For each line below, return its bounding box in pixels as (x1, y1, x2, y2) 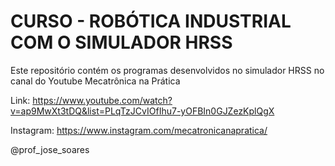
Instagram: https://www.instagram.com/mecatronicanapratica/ (10, 124, 268, 136)
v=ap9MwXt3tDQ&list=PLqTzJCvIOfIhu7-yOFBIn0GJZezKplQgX (10, 105, 275, 117)
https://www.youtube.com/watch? (32, 94, 173, 106)
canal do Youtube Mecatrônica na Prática (10, 75, 181, 87)
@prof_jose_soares (10, 143, 90, 155)
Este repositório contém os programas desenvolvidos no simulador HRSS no (10, 64, 325, 76)
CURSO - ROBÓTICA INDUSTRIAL (10, 10, 292, 33)
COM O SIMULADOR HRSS (10, 31, 233, 54)
